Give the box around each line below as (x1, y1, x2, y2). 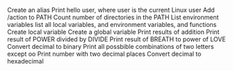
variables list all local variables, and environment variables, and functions (7, 21, 217, 28)
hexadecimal (7, 57, 44, 65)
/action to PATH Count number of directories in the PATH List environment (7, 13, 219, 21)
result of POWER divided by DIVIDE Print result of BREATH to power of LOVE (7, 35, 226, 43)
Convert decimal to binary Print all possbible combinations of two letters (7, 43, 214, 50)
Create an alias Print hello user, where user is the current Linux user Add (7, 6, 215, 14)
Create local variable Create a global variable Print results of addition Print (7, 28, 220, 36)
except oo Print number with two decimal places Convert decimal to (7, 50, 202, 58)
